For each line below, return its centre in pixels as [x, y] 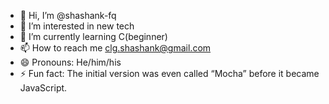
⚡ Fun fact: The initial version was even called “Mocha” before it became [169, 73]
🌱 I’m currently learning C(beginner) [93, 36]
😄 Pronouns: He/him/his [70, 62]
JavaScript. [43, 88]
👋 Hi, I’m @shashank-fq [68, 15]
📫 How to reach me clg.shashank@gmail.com [115, 48]
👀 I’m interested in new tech [77, 26]
